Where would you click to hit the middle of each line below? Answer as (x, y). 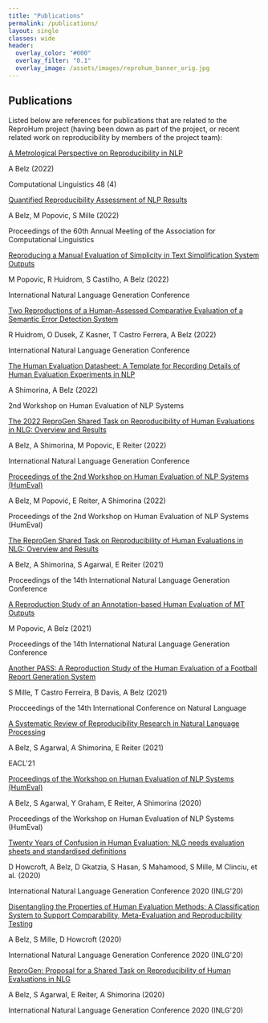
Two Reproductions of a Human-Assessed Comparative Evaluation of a (126, 310)
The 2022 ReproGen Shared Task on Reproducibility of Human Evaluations (132, 421)
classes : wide (32, 38)
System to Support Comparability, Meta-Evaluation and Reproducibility (125, 915)
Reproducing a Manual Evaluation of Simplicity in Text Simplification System (134, 255)
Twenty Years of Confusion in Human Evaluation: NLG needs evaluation (126, 843)
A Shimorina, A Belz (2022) (53, 390)
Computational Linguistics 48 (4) (63, 184)
